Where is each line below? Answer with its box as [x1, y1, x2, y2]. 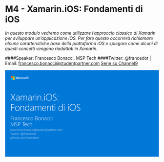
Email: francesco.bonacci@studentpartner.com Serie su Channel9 [5, 60, 138, 66]
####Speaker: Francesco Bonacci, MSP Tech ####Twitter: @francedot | [5, 55, 151, 61]
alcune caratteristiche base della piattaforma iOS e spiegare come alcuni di [5, 40, 158, 46]
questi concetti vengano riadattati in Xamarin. [5, 46, 98, 51]
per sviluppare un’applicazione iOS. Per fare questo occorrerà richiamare [5, 35, 153, 41]
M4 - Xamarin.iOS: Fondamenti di [5, 3, 143, 15]
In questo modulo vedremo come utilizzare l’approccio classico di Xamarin [5, 30, 156, 36]
